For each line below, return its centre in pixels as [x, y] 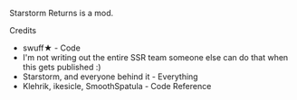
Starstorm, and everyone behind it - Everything [110, 77]
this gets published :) [62, 67]
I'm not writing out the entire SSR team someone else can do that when [155, 57]
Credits [23, 30]
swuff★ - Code [52, 48]
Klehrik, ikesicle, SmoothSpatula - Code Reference [117, 86]
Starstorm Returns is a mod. [62, 13]
